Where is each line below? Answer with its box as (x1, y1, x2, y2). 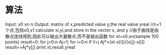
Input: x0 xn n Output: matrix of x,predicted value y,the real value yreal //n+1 (5, 21, 162, 27)
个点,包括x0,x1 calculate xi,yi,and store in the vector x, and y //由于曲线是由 (5, 27, 159, 33)
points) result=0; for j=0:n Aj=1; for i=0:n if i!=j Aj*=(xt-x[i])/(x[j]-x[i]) (5, 39, 145, 45)
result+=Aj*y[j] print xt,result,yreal (5, 44, 76, 50)
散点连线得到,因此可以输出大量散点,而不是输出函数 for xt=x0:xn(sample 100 (5, 33, 159, 39)
